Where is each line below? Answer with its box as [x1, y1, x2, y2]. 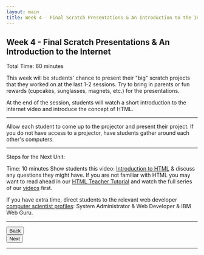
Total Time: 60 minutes [6, 63, 64, 70]
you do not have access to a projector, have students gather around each [6, 129, 190, 137]
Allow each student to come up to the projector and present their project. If [6, 123, 194, 131]
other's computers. [6, 136, 55, 143]
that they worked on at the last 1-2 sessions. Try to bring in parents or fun [6, 81, 190, 88]
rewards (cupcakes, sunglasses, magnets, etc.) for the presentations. [6, 87, 180, 95]
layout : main [6, 8, 39, 15]
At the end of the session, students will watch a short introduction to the [6, 99, 186, 106]
